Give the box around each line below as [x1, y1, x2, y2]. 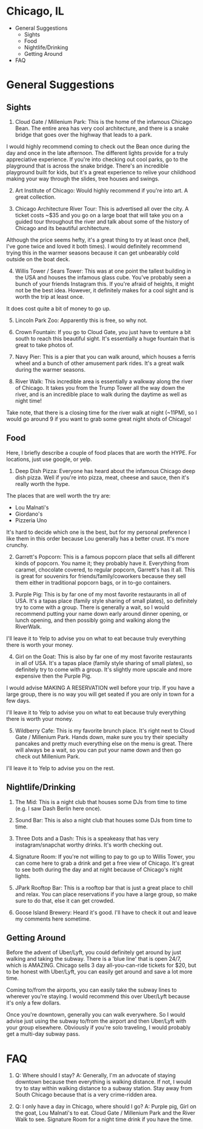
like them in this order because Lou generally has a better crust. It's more [6, 534, 189, 542]
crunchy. [6, 541, 28, 548]
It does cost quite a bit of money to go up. [6, 305, 111, 312]
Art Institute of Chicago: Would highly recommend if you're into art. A [15, 186, 188, 194]
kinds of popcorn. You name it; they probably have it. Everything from [15, 559, 190, 567]
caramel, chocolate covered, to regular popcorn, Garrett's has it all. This [15, 566, 195, 573]
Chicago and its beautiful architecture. [15, 224, 111, 231]
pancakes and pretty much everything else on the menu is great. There [15, 740, 193, 747]
